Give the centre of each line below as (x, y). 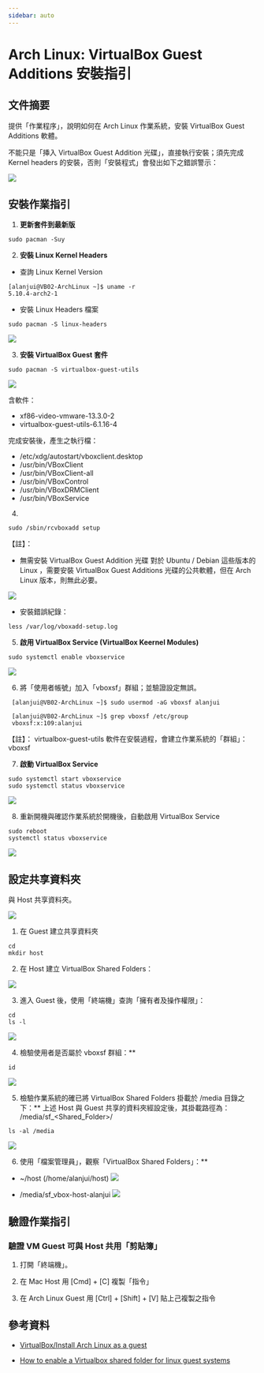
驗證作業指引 (39, 1221)
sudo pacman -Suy (37, 240)
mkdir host (26, 953)
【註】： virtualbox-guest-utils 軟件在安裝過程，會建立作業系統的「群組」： (128, 739)
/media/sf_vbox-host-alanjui (65, 1195)
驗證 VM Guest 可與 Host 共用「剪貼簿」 (85, 1246)
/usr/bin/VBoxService (54, 499)
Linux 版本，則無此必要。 (61, 580)
